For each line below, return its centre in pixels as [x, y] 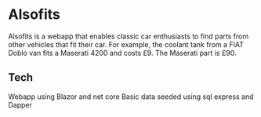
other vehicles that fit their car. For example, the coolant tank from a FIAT [126, 44]
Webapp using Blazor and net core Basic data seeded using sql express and [131, 97]
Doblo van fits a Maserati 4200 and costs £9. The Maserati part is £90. [122, 53]
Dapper [20, 104]
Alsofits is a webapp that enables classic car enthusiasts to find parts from [129, 36]
